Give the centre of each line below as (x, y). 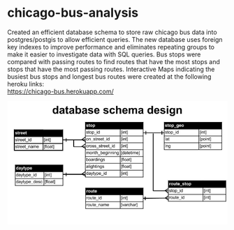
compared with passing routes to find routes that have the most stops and (114, 61)
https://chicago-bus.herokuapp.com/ (60, 91)
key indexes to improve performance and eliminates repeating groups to (111, 47)
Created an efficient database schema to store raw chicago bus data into (112, 32)
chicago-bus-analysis (73, 13)
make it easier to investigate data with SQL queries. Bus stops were (104, 54)
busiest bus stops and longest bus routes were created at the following (109, 76)
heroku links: (25, 84)
